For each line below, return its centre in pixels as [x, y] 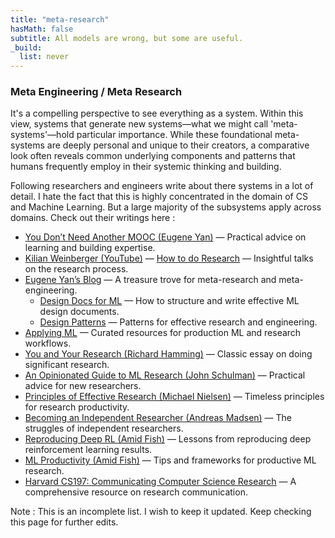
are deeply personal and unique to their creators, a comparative [178, 145]
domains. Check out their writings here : [93, 218]
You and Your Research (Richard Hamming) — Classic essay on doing [168, 354]
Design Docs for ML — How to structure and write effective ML [169, 301]
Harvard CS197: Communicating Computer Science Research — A [160, 482]
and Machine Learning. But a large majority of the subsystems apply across [166, 207]
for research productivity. [77, 407]
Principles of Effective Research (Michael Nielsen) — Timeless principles [174, 397]
